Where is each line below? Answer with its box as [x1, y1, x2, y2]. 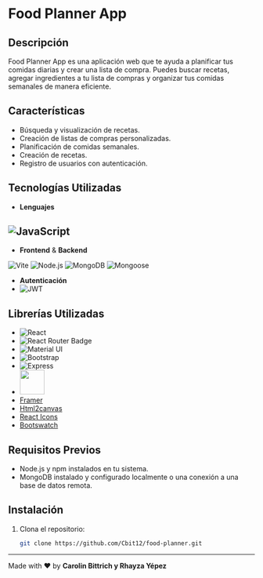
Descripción [8, 36, 69, 49]
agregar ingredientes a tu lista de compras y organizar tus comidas [8, 74, 225, 82]
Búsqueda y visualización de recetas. [19, 125, 140, 134]
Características [8, 104, 85, 118]
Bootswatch [19, 420, 59, 430]
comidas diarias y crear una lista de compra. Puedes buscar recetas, [8, 65, 229, 75]
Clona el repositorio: [19, 524, 85, 533]
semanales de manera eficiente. [8, 82, 112, 91]
